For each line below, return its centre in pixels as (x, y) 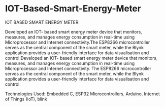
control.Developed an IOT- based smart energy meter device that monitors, (81, 58)
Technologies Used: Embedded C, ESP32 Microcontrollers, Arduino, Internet (82, 94)
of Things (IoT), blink (26, 99)
